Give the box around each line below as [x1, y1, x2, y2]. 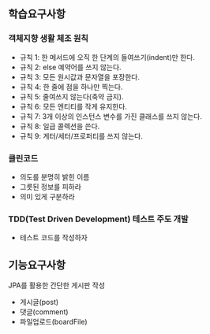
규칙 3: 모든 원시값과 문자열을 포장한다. [19, 72, 141, 81]
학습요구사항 [8, 7, 66, 21]
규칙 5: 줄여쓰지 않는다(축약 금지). [19, 91, 124, 101]
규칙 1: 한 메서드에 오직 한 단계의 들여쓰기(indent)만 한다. [19, 52, 196, 61]
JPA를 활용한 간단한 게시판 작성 [8, 280, 105, 290]
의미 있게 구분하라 [19, 191, 75, 201]
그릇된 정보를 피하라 [19, 182, 81, 191]
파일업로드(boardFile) [19, 317, 88, 327]
